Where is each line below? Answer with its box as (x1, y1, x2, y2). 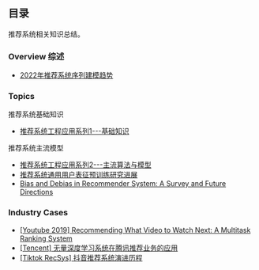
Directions (19, 188, 54, 197)
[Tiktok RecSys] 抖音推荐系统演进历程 (19, 253, 143, 262)
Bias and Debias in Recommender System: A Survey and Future (19, 179, 227, 188)
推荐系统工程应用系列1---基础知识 (19, 127, 129, 136)
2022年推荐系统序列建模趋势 (19, 70, 114, 80)
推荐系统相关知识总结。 (8, 29, 84, 39)
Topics (8, 91, 36, 102)
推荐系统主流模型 (8, 143, 64, 153)
